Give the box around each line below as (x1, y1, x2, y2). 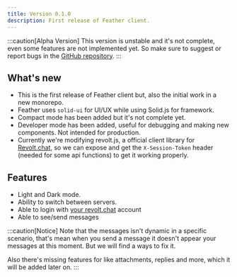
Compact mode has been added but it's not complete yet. (17, 113, 186, 122)
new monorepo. (17, 98, 64, 107)
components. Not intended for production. (17, 128, 141, 137)
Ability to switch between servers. (17, 198, 117, 206)
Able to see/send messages (17, 213, 99, 222)
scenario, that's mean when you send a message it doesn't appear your (7, 234, 216, 243)
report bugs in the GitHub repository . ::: (7, 51, 122, 60)
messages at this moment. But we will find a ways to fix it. (7, 242, 176, 250)
